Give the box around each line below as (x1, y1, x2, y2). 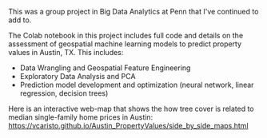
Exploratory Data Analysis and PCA (19, 72, 136, 81)
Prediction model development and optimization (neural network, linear (19, 80, 254, 89)
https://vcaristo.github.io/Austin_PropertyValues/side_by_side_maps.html (8, 121, 249, 130)
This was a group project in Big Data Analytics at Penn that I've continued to (8, 7, 259, 16)
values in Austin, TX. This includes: (8, 48, 124, 57)
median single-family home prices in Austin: (8, 112, 153, 122)
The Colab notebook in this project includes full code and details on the (8, 31, 244, 40)
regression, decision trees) (19, 89, 109, 98)
